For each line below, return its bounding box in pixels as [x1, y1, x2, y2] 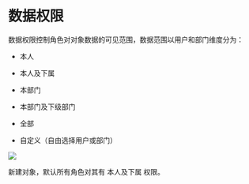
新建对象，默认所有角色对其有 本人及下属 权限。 [8, 167, 164, 176]
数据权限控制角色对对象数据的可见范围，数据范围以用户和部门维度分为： [8, 35, 243, 44]
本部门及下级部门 [19, 102, 76, 111]
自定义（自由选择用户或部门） [19, 135, 117, 145]
